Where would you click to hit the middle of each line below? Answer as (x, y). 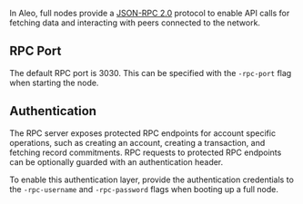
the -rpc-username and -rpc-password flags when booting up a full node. (144, 189)
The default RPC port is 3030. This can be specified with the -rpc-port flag (151, 73)
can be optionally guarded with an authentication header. (116, 161)
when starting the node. (54, 83)
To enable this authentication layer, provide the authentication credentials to (151, 180)
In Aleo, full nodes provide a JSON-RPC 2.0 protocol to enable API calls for (150, 13)
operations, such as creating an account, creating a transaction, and (137, 142)
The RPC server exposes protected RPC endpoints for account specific (142, 133)
